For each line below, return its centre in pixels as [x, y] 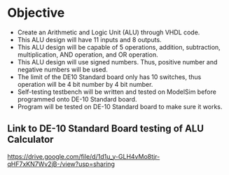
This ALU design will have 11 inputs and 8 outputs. [90, 39]
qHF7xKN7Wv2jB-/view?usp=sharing [61, 164]
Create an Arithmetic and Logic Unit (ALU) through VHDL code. [109, 32]
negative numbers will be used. [63, 69]
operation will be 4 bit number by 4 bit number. [85, 84]
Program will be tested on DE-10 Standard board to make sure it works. [120, 106]
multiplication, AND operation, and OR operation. [88, 55]
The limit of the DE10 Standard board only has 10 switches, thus [109, 77]
